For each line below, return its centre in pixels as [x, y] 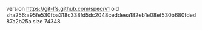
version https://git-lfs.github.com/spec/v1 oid [63, 9]
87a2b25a [19, 21]
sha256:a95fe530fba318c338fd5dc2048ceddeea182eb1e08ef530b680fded [101, 15]
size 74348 [46, 21]
